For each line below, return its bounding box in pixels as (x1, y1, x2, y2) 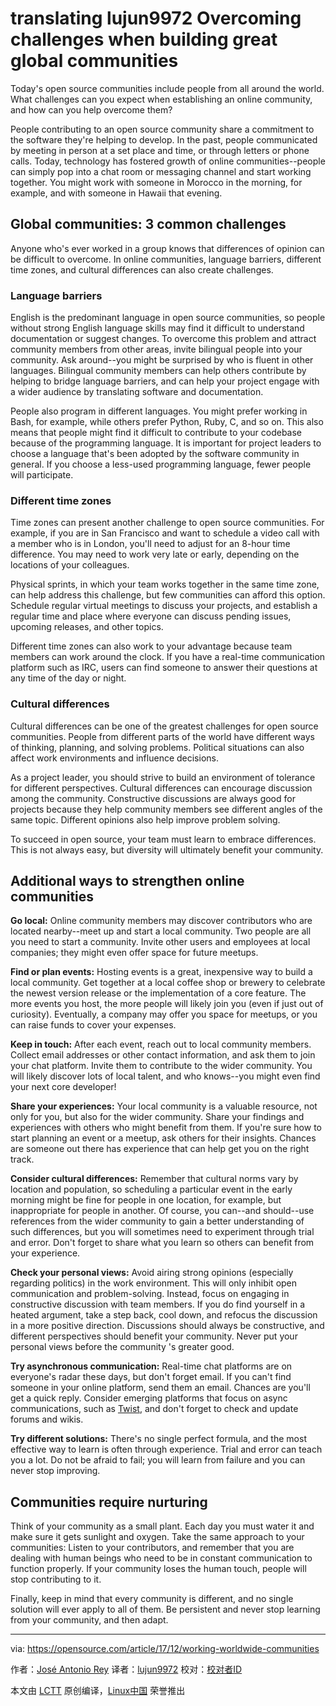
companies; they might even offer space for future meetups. (10, 947, 259, 959)
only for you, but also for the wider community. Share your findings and (10, 1111, 305, 1123)
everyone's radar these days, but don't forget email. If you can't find (10, 1371, 292, 1383)
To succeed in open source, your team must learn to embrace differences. (10, 833, 317, 845)
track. (10, 1153, 35, 1166)
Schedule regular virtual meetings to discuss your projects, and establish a (10, 600, 318, 612)
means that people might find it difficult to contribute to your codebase (10, 427, 303, 439)
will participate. (10, 469, 74, 481)
